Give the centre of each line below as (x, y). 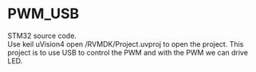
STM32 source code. (42, 36)
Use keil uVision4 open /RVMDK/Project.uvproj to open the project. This (126, 44)
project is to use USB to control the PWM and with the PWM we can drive (128, 52)
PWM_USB (43, 14)
